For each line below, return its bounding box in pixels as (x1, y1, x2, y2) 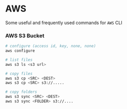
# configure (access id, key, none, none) (5, 44, 96, 49)
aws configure (5, 48, 35, 53)
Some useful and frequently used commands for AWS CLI (5, 20, 122, 26)
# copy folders (5, 89, 37, 94)
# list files (5, 57, 33, 62)
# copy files (5, 71, 33, 76)
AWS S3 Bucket (5, 32, 45, 39)
